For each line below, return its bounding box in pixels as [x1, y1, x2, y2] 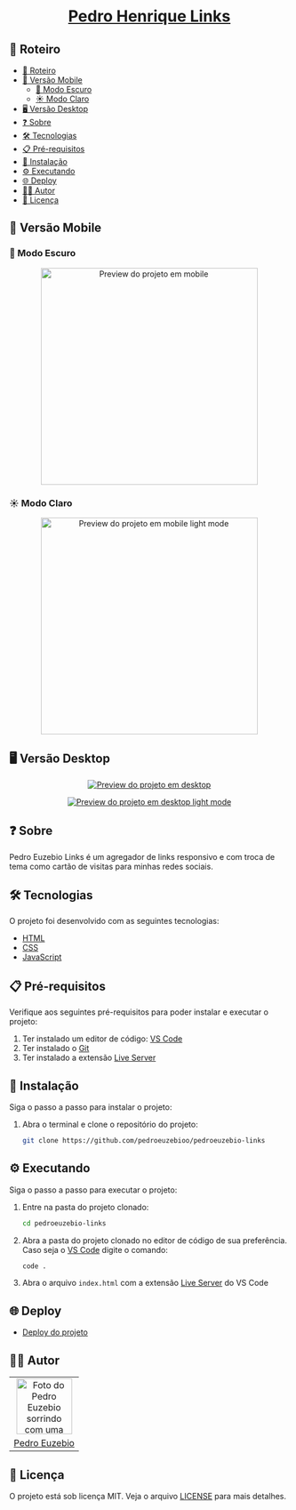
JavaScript [21, 952, 62, 962]
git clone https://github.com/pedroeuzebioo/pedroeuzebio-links [21, 1137, 266, 1145]
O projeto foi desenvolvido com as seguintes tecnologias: [9, 916, 220, 927]
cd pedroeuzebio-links [21, 1218, 107, 1228]
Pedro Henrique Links [68, 6, 231, 27]
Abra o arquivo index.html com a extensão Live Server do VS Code [21, 1278, 269, 1289]
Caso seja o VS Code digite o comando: [21, 1244, 169, 1255]
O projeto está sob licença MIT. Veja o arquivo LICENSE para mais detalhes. [9, 1490, 287, 1501]
